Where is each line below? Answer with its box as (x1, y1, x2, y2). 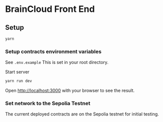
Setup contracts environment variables (5, 48, 102, 55)
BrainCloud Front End (5, 3, 95, 15)
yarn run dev (5, 78, 32, 84)
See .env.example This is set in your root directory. (5, 60, 109, 65)
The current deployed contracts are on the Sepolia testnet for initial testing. (5, 111, 159, 117)
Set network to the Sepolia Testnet (5, 100, 90, 107)
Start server (5, 69, 30, 75)
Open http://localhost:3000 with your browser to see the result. (5, 88, 135, 94)
